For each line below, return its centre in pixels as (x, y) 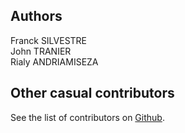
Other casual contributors (92, 93)
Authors (36, 16)
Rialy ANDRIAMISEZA (54, 61)
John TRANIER (41, 51)
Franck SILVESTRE (49, 40)
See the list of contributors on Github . (87, 117)
